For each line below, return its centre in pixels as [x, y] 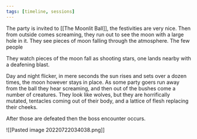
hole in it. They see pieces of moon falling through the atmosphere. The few [98, 40]
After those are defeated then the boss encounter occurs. [76, 118]
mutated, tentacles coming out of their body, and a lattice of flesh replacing [97, 101]
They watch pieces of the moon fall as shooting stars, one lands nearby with [98, 58]
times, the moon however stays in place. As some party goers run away [93, 82]
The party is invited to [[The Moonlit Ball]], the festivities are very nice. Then [98, 28]
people [15, 47]
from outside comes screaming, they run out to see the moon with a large [95, 34]
